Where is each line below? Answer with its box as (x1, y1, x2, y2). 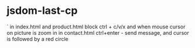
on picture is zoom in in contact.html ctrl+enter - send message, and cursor (6, 29, 189, 36)
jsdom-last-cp (6, 4, 78, 17)
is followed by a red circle (6, 35, 69, 42)
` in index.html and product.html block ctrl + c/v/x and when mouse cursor (6, 23, 186, 30)
